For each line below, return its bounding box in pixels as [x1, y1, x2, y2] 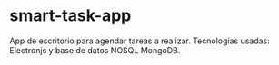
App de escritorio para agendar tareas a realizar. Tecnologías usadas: [9, 35, 270, 46]
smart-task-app [9, 5, 132, 26]
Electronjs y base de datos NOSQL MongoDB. [9, 44, 181, 55]
